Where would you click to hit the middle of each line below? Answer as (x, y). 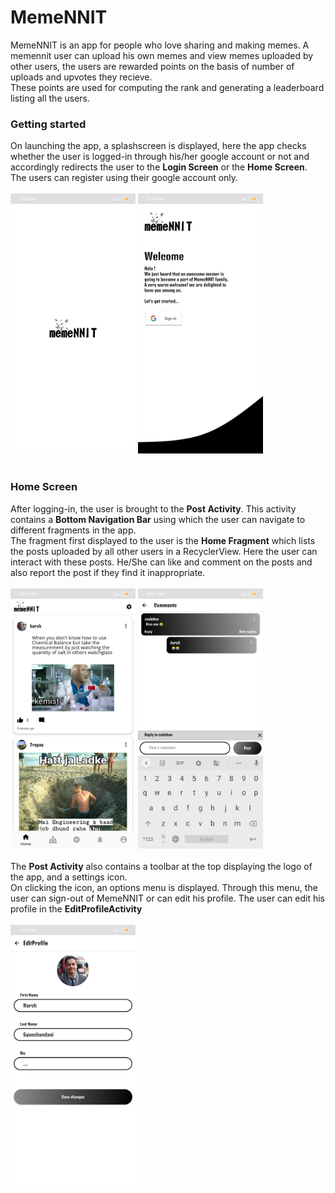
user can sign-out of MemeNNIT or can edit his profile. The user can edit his (167, 898)
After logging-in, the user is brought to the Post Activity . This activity (153, 508)
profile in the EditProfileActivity (76, 909)
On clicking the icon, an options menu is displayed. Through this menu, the (164, 888)
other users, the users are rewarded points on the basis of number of (152, 66)
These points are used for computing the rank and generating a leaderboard (167, 87)
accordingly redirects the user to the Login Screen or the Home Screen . (159, 167)
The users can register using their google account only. (124, 178)
